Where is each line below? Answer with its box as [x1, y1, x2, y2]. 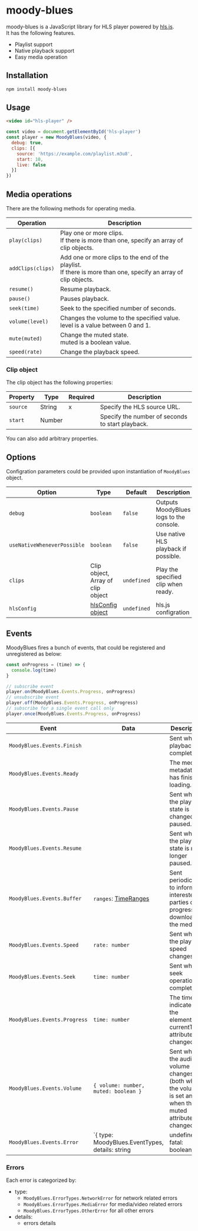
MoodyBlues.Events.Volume [9, 1085, 82, 1092]
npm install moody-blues [6, 86, 67, 92]
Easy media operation [14, 53, 68, 60]
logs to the [156, 513, 186, 521]
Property [9, 393, 35, 401]
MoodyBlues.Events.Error [9, 1139, 79, 1145]
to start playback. [100, 420, 148, 428]
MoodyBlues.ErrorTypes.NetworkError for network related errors [23, 1194, 178, 1201]
